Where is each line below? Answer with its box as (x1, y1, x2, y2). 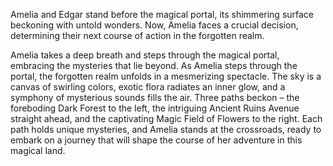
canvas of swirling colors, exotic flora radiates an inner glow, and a (10, 81, 286, 93)
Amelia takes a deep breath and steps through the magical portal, (10, 49, 280, 61)
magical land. (10, 145, 66, 156)
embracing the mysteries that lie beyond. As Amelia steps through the (10, 60, 298, 71)
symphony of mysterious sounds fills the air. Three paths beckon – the (10, 92, 300, 103)
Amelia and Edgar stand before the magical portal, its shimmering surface (10, 9, 315, 20)
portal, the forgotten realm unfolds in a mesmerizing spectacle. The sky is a (10, 70, 322, 82)
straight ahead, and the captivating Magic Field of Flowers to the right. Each (10, 113, 323, 124)
